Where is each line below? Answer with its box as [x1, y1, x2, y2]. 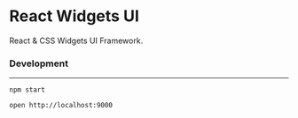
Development [9, 57, 69, 70]
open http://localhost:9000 [9, 101, 114, 110]
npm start [9, 85, 46, 94]
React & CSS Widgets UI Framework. [9, 35, 144, 46]
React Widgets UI [9, 6, 139, 26]
